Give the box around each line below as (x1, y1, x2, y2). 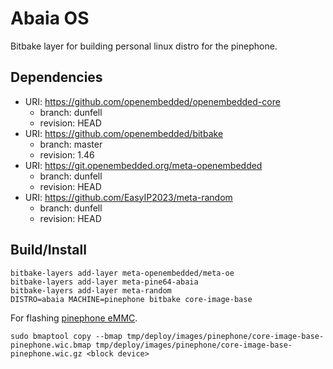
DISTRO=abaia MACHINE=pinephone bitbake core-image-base (10, 294, 253, 304)
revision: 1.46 (39, 148, 95, 161)
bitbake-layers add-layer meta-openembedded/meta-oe (10, 268, 235, 278)
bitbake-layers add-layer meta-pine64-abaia (10, 277, 199, 287)
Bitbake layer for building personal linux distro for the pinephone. (10, 40, 278, 52)
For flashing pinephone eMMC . (10, 312, 138, 324)
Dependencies (10, 69, 103, 86)
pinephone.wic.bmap (10, 340, 92, 350)
